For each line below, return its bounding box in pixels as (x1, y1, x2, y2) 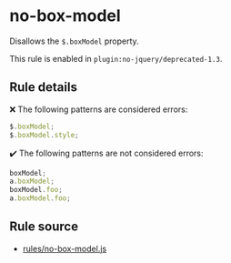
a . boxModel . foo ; (9, 194, 71, 203)
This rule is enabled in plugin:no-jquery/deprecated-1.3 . (9, 53, 223, 64)
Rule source (9, 219, 79, 235)
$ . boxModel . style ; (9, 130, 79, 139)
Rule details (9, 79, 77, 96)
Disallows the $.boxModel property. (9, 35, 139, 46)
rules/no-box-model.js (22, 243, 107, 254)
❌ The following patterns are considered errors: (9, 104, 188, 115)
